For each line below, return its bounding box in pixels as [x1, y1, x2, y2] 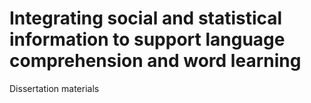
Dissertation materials [9, 82, 100, 94]
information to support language [9, 28, 286, 51]
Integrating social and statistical [9, 7, 283, 30]
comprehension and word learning [9, 50, 302, 72]
